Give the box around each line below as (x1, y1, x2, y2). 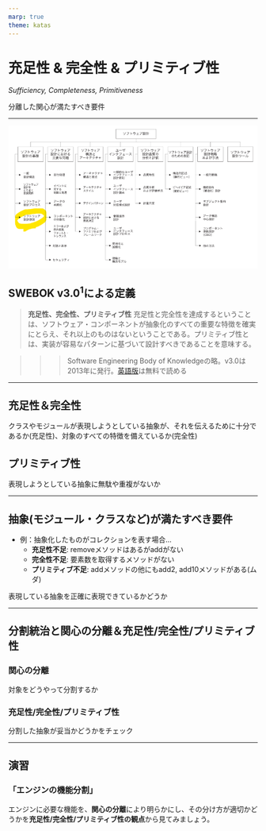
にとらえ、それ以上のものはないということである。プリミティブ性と (27, 329, 249, 338)
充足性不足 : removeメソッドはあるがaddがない (31, 545, 184, 555)
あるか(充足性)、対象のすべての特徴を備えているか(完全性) (8, 431, 198, 441)
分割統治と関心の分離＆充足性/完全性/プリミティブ (8, 624, 256, 638)
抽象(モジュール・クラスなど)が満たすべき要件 (8, 512, 234, 526)
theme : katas (8, 21, 51, 29)
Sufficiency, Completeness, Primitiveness (8, 86, 143, 95)
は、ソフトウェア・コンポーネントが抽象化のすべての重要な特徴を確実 (27, 319, 256, 329)
